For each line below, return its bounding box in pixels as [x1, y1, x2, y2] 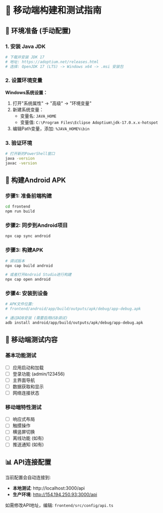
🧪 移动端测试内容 [5, 335, 58, 344]
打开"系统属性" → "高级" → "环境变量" [12, 100, 92, 106]
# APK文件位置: [5, 302, 34, 307]
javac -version [5, 161, 37, 166]
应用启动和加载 [12, 364, 44, 370]
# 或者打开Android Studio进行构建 [5, 272, 72, 278]
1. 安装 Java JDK [5, 43, 46, 50]
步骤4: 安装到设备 [5, 290, 48, 297]
